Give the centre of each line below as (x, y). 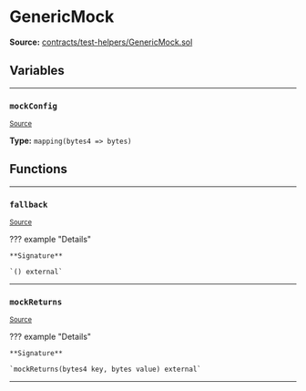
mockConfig (33, 106)
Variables (37, 71)
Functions (39, 169)
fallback (29, 204)
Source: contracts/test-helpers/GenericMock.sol (101, 42)
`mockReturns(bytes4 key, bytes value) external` (106, 370)
